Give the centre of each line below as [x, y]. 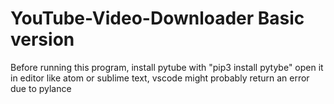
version [42, 39]
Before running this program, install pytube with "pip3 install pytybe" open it [167, 67]
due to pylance [41, 88]
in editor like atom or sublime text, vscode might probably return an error [160, 78]
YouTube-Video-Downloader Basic [157, 18]
